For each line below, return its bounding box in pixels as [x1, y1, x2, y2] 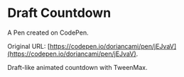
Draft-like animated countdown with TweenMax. [7, 63, 148, 71]
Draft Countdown [7, 5, 112, 21]
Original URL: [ [7, 42, 50, 50]
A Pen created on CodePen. [7, 28, 89, 37]
